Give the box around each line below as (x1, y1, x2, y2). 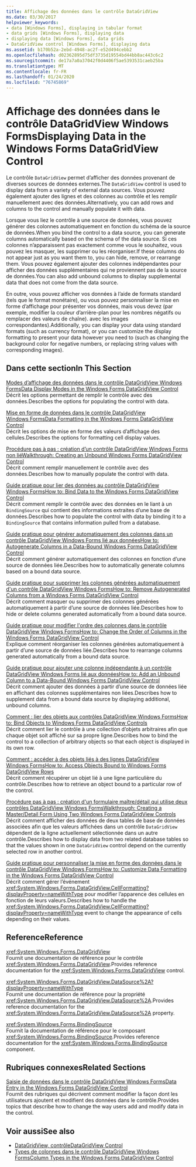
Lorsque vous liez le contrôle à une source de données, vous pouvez (6, 217, 173, 224)
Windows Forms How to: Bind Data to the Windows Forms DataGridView (6, 488, 179, 495)
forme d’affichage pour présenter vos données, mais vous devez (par (6, 303, 173, 310)
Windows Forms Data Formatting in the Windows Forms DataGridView (6, 415, 174, 422)
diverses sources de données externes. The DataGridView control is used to (6, 180, 187, 187)
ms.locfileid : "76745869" (6, 80, 69, 86)
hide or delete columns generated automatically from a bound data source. (6, 610, 187, 617)
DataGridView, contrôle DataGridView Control (14, 1142, 123, 1149)
